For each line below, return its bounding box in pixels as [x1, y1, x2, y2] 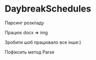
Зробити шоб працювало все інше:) [5, 39, 81, 45]
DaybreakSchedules [5, 3, 91, 15]
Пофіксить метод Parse [5, 49, 55, 55]
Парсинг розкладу [5, 20, 44, 26]
